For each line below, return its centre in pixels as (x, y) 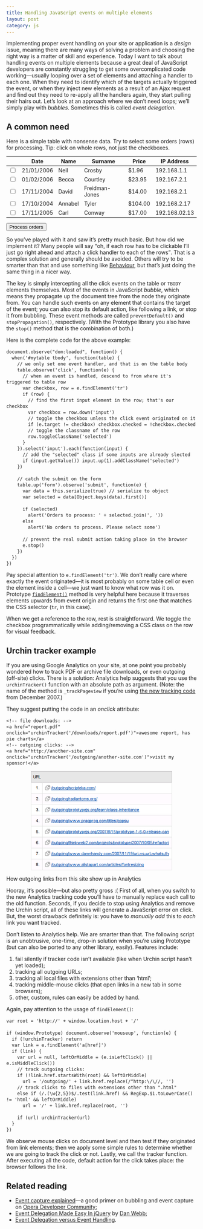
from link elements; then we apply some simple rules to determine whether (99, 1148)
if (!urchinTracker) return (47, 1039)
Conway (94, 212)
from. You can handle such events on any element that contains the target (98, 303)
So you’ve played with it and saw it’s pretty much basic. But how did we (95, 240)
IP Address (175, 161)
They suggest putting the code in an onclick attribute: (73, 709)
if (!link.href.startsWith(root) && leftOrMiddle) (82, 1076)
